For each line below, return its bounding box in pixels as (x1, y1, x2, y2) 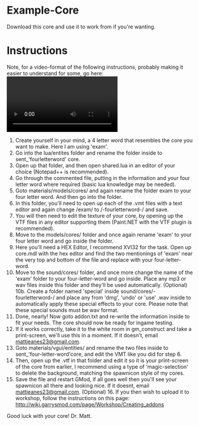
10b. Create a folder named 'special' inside (15, 288, 120, 295)
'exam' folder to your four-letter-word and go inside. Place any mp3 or (15, 275, 187, 282)
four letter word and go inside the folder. (15, 237, 114, 244)
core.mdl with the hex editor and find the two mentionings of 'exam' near (15, 250, 193, 257)
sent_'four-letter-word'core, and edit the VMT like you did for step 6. (15, 350, 182, 358)
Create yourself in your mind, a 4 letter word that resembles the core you (15, 137, 193, 144)
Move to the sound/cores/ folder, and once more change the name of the (15, 269, 193, 276)
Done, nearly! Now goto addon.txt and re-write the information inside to (15, 313, 190, 320)
